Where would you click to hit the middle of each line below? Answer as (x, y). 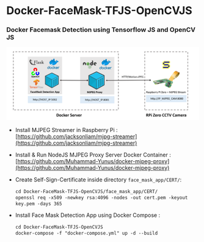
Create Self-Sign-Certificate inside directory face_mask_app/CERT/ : (98, 179)
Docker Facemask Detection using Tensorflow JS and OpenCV (101, 30)
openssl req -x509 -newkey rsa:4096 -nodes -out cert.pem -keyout (101, 197)
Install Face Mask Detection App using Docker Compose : (88, 215)
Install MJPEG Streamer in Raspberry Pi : (66, 130)
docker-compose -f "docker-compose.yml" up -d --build (86, 233)
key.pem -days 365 (38, 204)
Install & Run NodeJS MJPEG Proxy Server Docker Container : (93, 155)
